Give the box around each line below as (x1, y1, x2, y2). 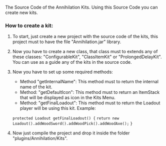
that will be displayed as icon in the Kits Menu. (19, 95, 116, 101)
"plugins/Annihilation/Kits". (12, 135, 68, 141)
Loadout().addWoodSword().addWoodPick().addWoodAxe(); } (12, 121, 133, 126)
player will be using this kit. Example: (19, 105, 96, 111)
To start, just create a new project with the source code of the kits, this (12, 34, 158, 40)
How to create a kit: (5, 22, 53, 29)
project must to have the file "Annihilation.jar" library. (12, 39, 121, 45)
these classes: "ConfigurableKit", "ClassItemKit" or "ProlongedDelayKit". (12, 54, 162, 60)
